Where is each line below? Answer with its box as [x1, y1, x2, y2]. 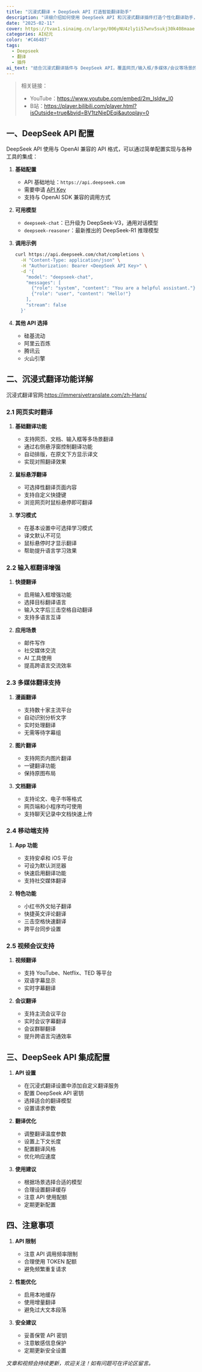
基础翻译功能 [14, 423, 47, 430]
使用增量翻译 [23, 1298, 56, 1306]
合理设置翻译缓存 [23, 1186, 67, 1193]
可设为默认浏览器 [23, 861, 67, 869]
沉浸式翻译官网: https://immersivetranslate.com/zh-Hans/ [6, 391, 147, 398]
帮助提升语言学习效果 [23, 547, 77, 554]
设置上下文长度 [23, 1138, 61, 1145]
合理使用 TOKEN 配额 [23, 1257, 77, 1265]
